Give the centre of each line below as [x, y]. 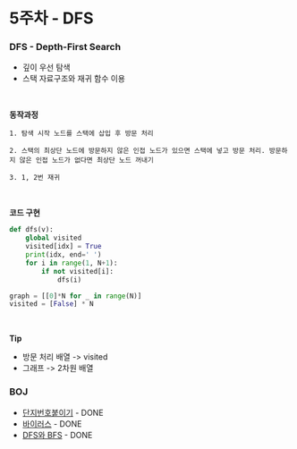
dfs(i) [69, 280]
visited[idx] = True [64, 247]
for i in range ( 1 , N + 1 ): [72, 263]
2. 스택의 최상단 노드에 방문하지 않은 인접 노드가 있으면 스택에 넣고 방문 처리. [137, 151]
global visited [54, 238]
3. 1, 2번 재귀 [35, 178]
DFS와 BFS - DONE [57, 435]
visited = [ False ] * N [51, 304]
